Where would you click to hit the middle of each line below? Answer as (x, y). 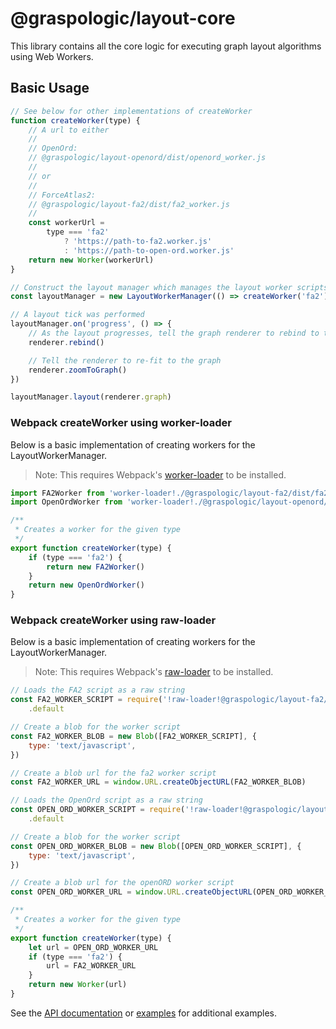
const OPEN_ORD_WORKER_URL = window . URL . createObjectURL (131, 892)
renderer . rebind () (66, 342)
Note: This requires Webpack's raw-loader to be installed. (154, 672)
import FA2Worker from (57, 493)
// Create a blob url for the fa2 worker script (113, 773)
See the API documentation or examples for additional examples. (143, 1013)
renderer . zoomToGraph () (78, 370)
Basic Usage (50, 88)
